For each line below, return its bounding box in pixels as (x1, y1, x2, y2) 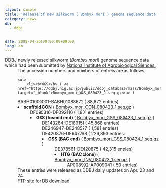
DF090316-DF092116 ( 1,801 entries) (30, 109, 104, 115)
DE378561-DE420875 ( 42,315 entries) (54, 146, 133, 152)
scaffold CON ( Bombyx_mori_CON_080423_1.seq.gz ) (24, 104, 134, 110)
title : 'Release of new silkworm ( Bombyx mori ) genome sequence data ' (5, 12, 161, 17)
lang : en (5, 44, 23, 48)
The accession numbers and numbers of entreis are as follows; (17, 67, 146, 73)
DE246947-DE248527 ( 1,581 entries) (42, 125, 119, 131)
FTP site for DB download (17, 178, 70, 184)
